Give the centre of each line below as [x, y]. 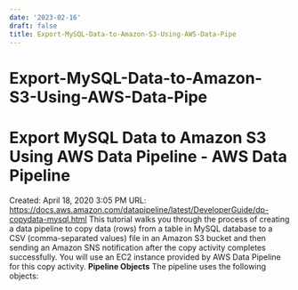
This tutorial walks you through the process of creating [189, 219]
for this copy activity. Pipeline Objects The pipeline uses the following [138, 266]
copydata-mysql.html [48, 219]
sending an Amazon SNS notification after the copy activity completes [138, 247]
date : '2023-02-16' [45, 17]
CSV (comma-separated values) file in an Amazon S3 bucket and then [138, 238]
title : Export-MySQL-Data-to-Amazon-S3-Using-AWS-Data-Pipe [123, 34]
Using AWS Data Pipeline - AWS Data [148, 156]
